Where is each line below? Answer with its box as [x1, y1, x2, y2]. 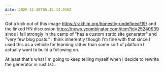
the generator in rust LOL [5, 61, 56, 67]
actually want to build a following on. [5, 47, 80, 52]
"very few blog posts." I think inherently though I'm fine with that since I [5, 36, 150, 42]
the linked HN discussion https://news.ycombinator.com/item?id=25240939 [5, 25, 159, 32]
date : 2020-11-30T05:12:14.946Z [5, 7, 71, 12]
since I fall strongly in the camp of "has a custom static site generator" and [5, 31, 157, 37]
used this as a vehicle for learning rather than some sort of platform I [5, 41, 145, 47]
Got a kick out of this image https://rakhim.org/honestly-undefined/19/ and [5, 21, 156, 26]
